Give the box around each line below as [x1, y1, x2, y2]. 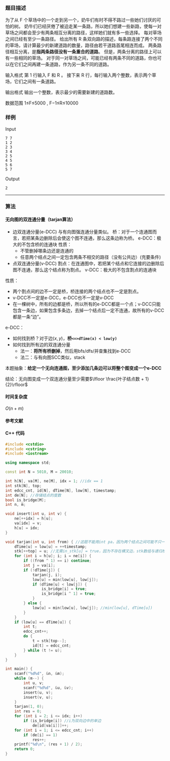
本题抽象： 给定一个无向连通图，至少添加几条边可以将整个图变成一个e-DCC [5, 365, 162, 371]
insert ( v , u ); [23, 695, 53, 700]
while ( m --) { [14, 676, 44, 681]
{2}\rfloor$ [5, 382, 28, 388]
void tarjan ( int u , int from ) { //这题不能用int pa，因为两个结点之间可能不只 [5, 539, 162, 544]
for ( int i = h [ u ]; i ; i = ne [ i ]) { [14, 554, 92, 559]
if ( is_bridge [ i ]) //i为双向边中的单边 [23, 718, 101, 723]
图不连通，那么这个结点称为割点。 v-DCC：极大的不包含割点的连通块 [12, 266, 157, 272]
